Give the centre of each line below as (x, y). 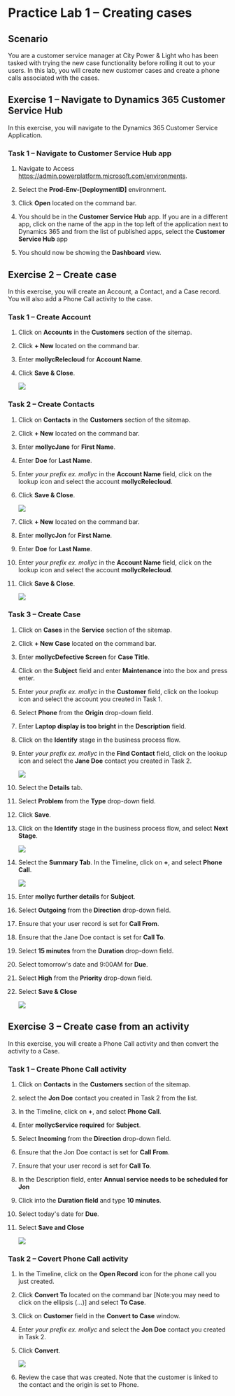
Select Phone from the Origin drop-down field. (85, 712)
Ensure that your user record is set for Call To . (85, 1166)
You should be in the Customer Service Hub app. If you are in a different (123, 217)
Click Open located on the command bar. (77, 203)
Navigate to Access (46, 169)
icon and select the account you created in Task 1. (90, 699)
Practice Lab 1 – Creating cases (100, 13)
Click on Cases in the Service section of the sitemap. (95, 630)
